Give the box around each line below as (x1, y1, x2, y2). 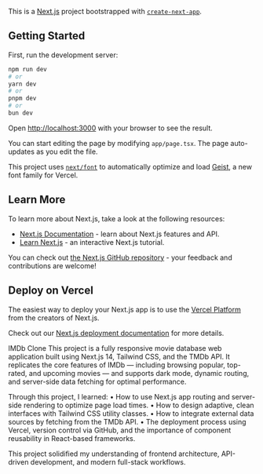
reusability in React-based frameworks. (8, 433, 136, 443)
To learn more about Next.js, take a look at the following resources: (8, 213, 225, 223)
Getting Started (8, 29, 86, 42)
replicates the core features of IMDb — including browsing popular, (8, 360, 226, 370)
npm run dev (8, 65, 47, 73)
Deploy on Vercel (8, 284, 94, 297)
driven (8, 457, 29, 466)
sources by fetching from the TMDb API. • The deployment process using (8, 417, 247, 426)
